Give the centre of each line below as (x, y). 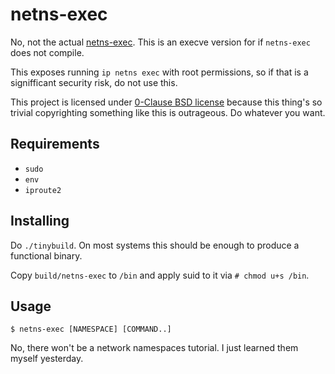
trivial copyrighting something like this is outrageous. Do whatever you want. (168, 112)
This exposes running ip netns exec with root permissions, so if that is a (159, 72)
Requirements (55, 144)
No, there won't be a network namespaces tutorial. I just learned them (154, 348)
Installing (40, 221)
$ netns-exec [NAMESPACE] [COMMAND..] (91, 329)
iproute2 (43, 190)
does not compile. (47, 52)
